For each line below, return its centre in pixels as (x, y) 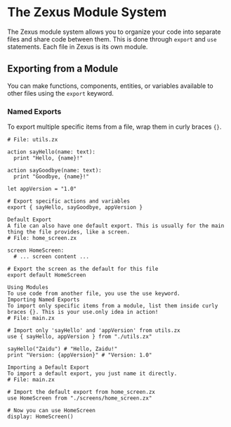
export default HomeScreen (47, 275)
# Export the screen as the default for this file (83, 269)
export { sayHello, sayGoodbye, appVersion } (75, 208)
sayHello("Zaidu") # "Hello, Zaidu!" (62, 349)
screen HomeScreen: (36, 250)
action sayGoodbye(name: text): (54, 171)
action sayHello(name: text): (52, 152)
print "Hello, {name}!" (48, 158)
